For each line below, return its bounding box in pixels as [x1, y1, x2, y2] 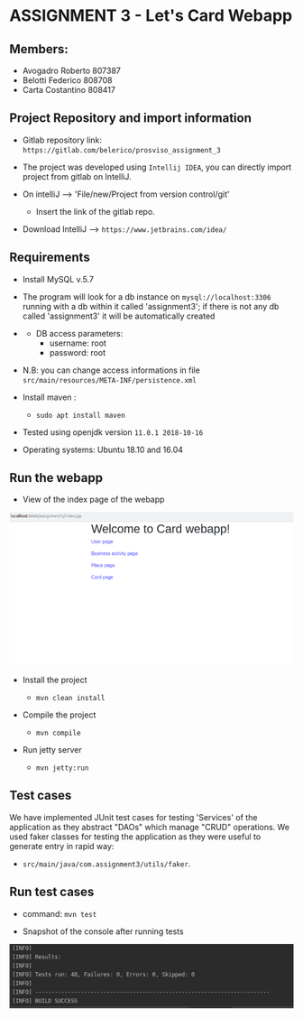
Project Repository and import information [9, 110, 252, 126]
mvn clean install [35, 693, 106, 702]
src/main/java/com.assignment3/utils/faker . [22, 858, 191, 869]
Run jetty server [22, 744, 83, 754]
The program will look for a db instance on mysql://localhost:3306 [22, 291, 271, 302]
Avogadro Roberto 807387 [22, 65, 122, 76]
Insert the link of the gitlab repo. [35, 206, 155, 217]
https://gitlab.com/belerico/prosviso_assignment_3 [22, 145, 221, 154]
